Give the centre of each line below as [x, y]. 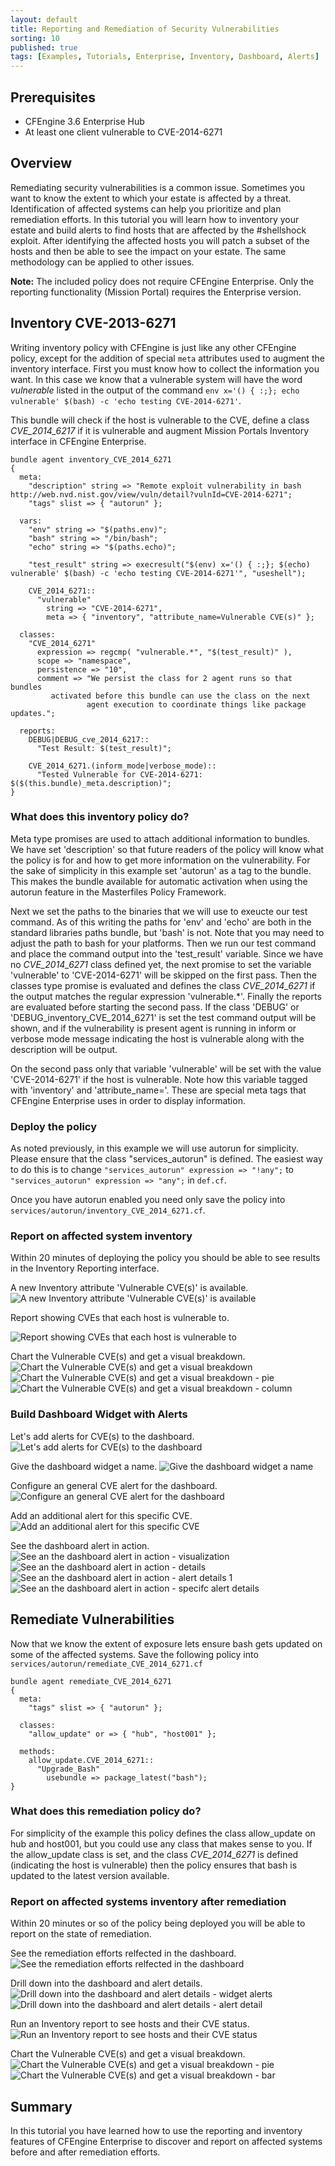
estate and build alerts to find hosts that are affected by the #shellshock [158, 230]
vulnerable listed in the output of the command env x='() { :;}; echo [155, 390]
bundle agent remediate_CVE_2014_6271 [91, 1681]
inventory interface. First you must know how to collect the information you [165, 368]
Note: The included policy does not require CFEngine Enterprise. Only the [162, 281]
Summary [41, 2106]
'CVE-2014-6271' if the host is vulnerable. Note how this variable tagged [159, 1079]
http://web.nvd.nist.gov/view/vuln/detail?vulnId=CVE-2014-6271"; [151, 494]
